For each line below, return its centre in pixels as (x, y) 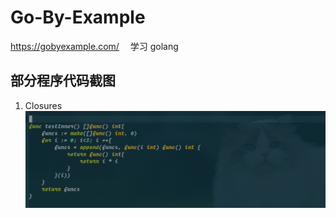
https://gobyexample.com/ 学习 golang (94, 46)
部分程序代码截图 (63, 81)
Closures (43, 105)
